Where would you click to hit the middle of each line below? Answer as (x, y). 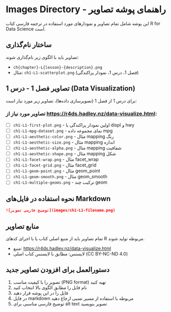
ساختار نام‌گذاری (29, 45)
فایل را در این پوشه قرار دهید (40, 293)
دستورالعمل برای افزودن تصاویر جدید (58, 270)
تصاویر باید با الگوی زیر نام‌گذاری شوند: (42, 57)
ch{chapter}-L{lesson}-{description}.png (58, 67)
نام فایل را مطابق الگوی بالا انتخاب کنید (50, 287)
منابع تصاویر (23, 226)
